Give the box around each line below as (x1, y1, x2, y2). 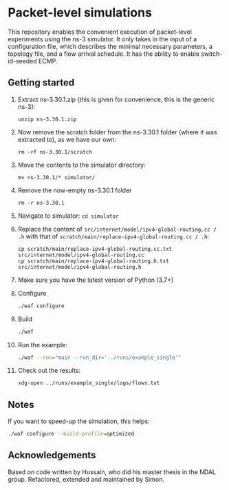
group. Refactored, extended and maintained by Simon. (8, 475, 164, 483)
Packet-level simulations (8, 5, 152, 21)
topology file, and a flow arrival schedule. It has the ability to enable (8, 50, 200, 58)
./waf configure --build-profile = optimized (8, 431, 135, 438)
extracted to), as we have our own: (17, 135, 117, 143)
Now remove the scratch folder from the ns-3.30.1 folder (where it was (17, 127, 217, 136)
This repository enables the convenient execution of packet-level (8, 28, 192, 36)
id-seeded (8, 57, 37, 65)
